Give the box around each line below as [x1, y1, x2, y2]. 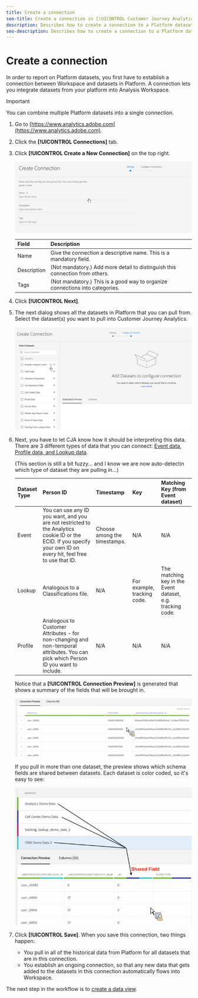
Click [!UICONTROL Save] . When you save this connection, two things [14, 931, 186, 938]
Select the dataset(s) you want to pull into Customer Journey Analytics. [14, 315, 188, 322]
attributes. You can [42, 648, 88, 655]
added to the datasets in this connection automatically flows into [23, 968, 180, 975]
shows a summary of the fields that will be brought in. [14, 687, 146, 694]
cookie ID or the [42, 531, 81, 539]
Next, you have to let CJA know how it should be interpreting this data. [14, 436, 186, 443]
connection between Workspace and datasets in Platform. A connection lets [6, 80, 191, 87]
